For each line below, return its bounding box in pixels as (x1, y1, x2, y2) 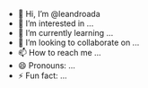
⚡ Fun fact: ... (17, 70, 67, 81)
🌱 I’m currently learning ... (17, 28, 114, 38)
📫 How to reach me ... (17, 48, 101, 57)
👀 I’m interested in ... (17, 18, 94, 29)
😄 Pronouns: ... (17, 60, 76, 71)
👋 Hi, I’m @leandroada (17, 9, 100, 19)
